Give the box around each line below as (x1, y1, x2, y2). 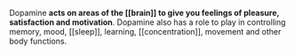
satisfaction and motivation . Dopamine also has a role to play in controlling (9, 17, 286, 27)
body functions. (9, 35, 68, 46)
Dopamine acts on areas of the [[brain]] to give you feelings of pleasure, (9, 8, 280, 18)
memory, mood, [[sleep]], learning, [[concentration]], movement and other (9, 27, 282, 36)
